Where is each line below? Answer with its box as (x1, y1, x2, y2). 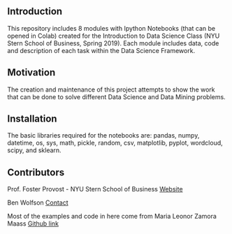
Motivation (7, 66, 56, 79)
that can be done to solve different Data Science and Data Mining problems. (7, 92, 226, 101)
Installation (7, 113, 57, 125)
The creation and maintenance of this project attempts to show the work (7, 85, 215, 94)
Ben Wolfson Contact (7, 198, 68, 207)
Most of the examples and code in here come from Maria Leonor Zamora (7, 212, 217, 221)
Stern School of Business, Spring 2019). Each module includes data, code (7, 38, 219, 47)
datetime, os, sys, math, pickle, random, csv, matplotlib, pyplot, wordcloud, (7, 139, 224, 147)
